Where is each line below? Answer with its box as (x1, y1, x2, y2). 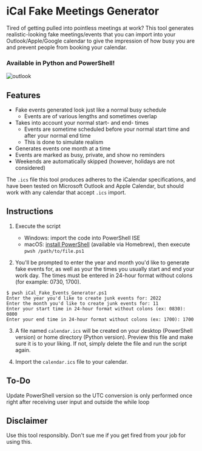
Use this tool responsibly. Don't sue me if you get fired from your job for (6, 432, 186, 439)
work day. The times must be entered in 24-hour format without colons (15, 272, 193, 279)
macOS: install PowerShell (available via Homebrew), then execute (24, 241, 190, 248)
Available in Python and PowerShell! (6, 59, 115, 67)
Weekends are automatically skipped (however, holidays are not (15, 158, 175, 165)
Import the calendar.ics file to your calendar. (15, 358, 129, 365)
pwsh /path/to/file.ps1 (24, 248, 85, 254)
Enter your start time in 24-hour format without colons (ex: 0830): (6, 306, 186, 312)
